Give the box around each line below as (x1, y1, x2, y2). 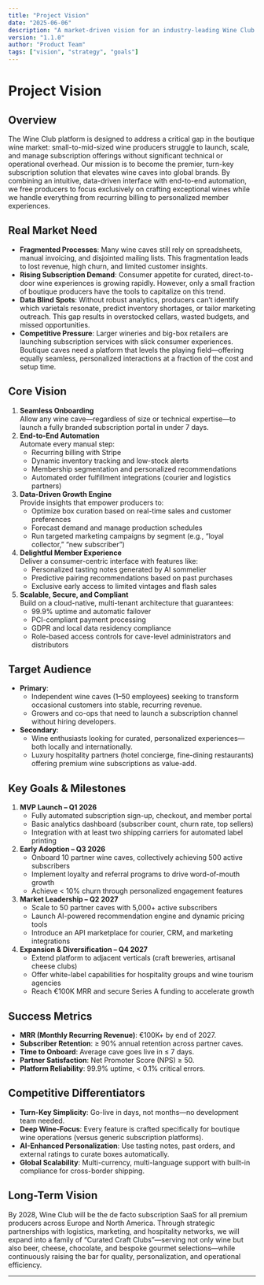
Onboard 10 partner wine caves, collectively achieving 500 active (31, 853, 244, 862)
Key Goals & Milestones (8, 781, 126, 795)
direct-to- (222, 269, 254, 280)
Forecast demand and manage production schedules (31, 523, 203, 532)
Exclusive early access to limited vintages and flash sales (31, 581, 218, 591)
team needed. (19, 1116, 65, 1125)
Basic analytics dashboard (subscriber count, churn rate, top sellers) (31, 820, 254, 829)
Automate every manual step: (19, 439, 115, 449)
